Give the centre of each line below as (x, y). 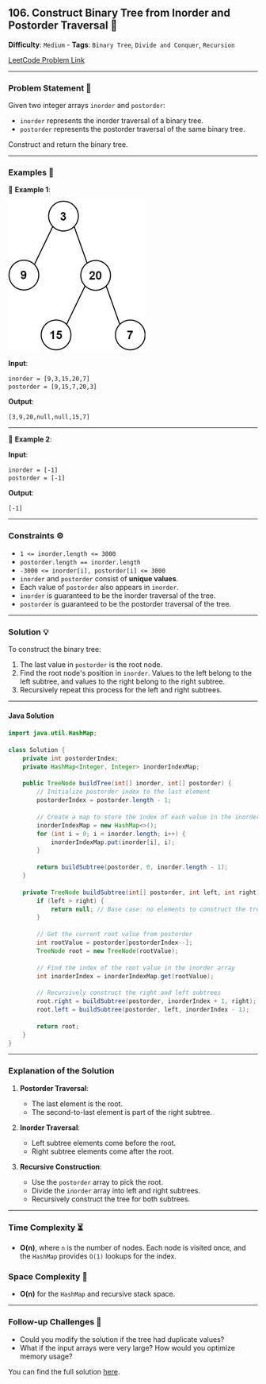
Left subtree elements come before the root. (104, 1143)
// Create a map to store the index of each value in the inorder (148, 817)
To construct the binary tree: (55, 649)
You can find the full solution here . (64, 1371)
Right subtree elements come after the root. (103, 1151)
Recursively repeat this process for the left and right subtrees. (121, 690)
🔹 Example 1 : (29, 190)
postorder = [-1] (37, 478)
